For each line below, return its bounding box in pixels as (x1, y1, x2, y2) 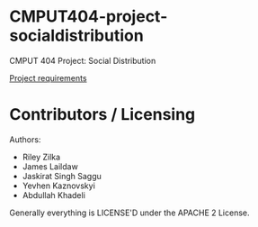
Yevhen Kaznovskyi (22, 180, 96, 191)
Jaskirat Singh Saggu (22, 170, 102, 181)
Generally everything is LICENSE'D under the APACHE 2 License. (9, 207, 250, 218)
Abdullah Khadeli (22, 189, 85, 200)
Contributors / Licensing (9, 104, 196, 125)
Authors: (9, 133, 41, 145)
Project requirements (9, 72, 87, 83)
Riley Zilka (22, 151, 61, 162)
